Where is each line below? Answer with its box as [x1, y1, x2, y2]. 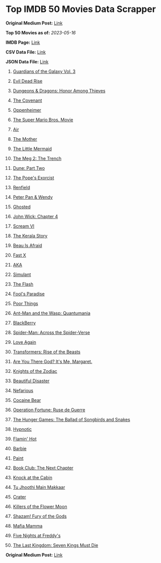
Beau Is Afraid [12, 242, 42, 248]
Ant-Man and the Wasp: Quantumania [12, 310, 91, 316]
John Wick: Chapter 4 [12, 213, 58, 219]
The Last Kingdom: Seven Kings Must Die [12, 542, 99, 548]
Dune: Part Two [12, 165, 45, 171]
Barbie [12, 445, 27, 451]
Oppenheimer [12, 107, 41, 113]
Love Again [12, 339, 36, 345]
